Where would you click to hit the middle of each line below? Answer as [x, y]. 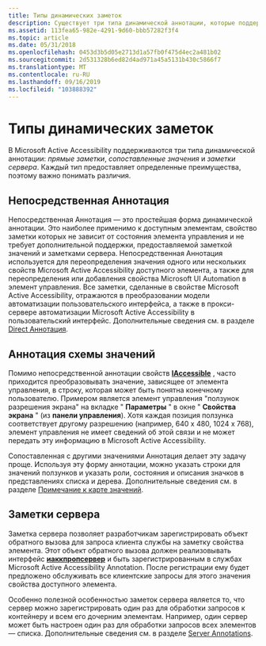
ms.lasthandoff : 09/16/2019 [55, 82]
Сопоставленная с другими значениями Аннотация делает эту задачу [127, 456]
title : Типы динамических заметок [65, 15]
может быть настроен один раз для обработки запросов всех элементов [133, 625]
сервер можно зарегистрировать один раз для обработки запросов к [127, 608]
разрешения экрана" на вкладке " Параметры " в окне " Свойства [122, 407]
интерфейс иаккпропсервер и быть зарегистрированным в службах [125, 559]
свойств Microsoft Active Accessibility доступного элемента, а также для [131, 270]
